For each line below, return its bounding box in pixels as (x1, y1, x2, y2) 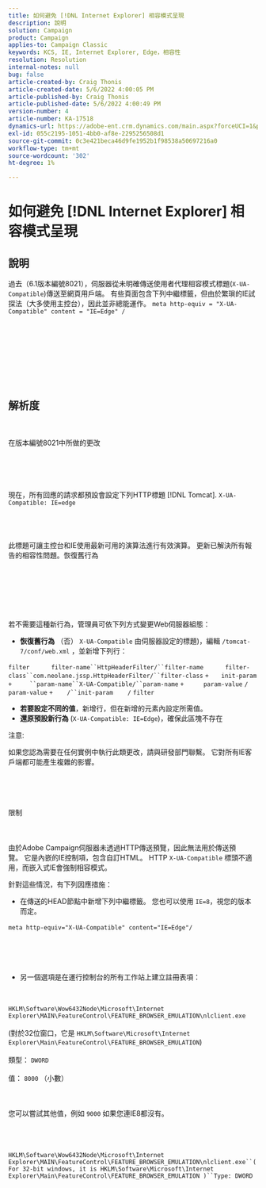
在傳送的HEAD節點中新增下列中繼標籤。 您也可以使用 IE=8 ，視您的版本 (19, 896, 252, 906)
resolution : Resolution (8, 56, 87, 64)
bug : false (8, 71, 44, 79)
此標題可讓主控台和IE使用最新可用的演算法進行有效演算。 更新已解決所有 (8, 540, 245, 550)
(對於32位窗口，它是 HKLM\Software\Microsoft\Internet (8, 1028, 191, 1037)
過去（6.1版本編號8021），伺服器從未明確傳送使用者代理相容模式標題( (8, 279, 233, 289)
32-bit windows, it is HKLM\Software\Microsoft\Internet (22, 1165, 215, 1173)
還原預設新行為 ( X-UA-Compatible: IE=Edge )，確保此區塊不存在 (19, 713, 223, 722)
